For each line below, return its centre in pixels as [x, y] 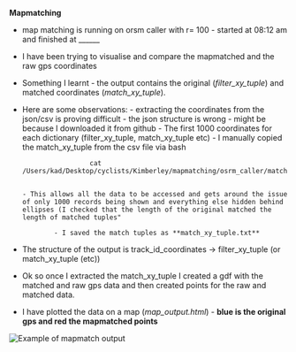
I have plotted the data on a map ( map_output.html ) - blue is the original [154, 312]
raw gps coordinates [59, 66]
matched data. [48, 295]
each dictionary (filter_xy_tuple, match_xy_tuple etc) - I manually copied [152, 138]
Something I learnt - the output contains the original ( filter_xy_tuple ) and [153, 83]
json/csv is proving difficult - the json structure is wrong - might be [144, 119]
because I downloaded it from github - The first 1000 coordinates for [147, 128]
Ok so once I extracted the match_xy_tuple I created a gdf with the [142, 276]
